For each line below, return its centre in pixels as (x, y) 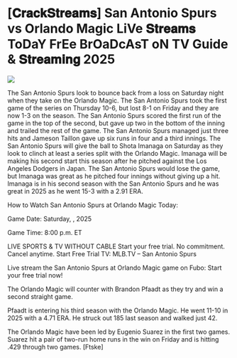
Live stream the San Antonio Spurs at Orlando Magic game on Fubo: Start (115, 268)
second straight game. (40, 296)
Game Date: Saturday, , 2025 (50, 219)
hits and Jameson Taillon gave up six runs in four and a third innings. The (114, 138)
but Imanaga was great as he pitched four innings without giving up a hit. (114, 176)
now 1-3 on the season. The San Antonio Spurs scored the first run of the (114, 115)
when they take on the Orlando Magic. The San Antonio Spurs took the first (117, 100)
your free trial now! (35, 275)
